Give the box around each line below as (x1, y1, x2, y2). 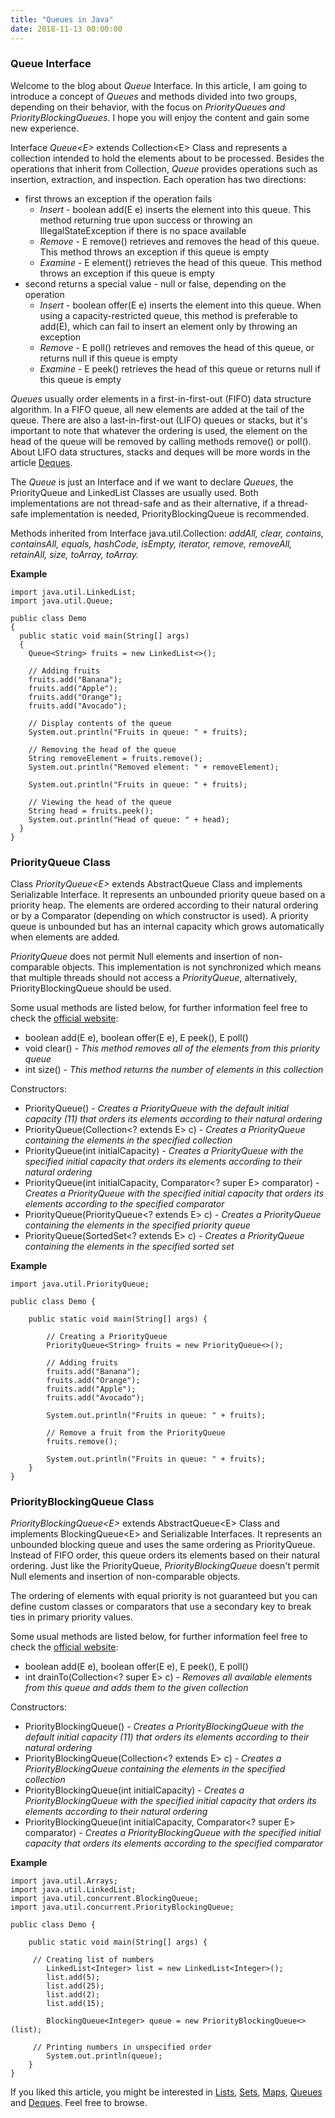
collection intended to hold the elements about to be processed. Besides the (10, 152, 325, 164)
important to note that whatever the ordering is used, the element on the (10, 424, 308, 436)
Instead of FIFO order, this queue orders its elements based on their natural (10, 1549, 320, 1561)
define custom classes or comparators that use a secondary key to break (10, 1601, 312, 1613)
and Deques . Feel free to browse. (10, 2097, 148, 2109)
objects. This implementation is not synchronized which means (61, 961, 322, 973)
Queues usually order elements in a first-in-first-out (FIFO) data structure (10, 392, 312, 405)
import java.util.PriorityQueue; (10, 1279, 150, 1290)
